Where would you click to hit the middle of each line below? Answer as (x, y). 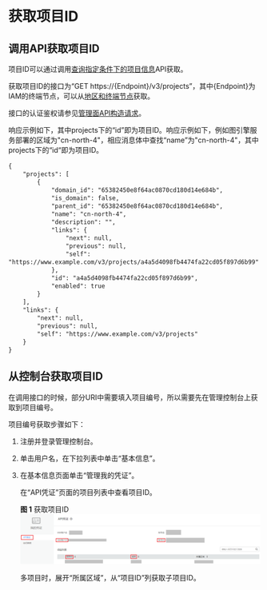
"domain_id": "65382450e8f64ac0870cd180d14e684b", (137, 190)
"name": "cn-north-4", (89, 214)
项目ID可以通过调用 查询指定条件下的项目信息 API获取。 (98, 69)
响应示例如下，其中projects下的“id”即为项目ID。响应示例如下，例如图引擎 (129, 130)
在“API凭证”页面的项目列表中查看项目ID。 (88, 492)
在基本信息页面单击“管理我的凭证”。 (79, 475)
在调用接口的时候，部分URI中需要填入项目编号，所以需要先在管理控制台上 (130, 397)
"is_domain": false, (85, 198)
